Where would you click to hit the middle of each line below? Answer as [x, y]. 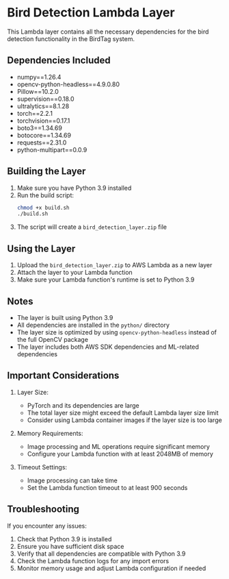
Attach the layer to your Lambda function [75, 273]
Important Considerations [63, 376]
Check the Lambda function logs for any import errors [93, 560]
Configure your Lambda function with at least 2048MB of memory [120, 454]
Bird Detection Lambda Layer [91, 13]
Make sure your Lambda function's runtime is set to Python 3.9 [106, 280]
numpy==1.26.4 [39, 77]
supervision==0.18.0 [45, 99]
